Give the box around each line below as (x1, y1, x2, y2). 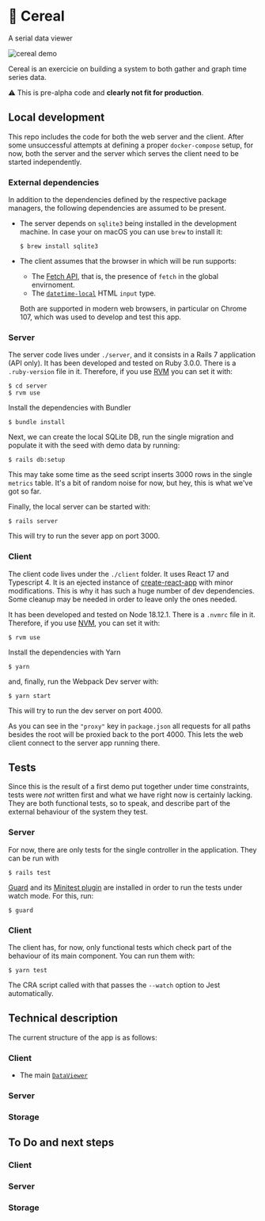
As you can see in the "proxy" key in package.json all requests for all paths (8, 721, 251, 731)
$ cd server (8, 382, 47, 391)
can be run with (8, 853, 59, 863)
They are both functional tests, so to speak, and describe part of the (8, 799, 231, 808)
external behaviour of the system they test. (8, 807, 149, 817)
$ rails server (8, 517, 59, 525)
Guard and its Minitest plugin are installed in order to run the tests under (8, 883, 243, 892)
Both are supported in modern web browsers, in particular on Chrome (19, 304, 248, 314)
